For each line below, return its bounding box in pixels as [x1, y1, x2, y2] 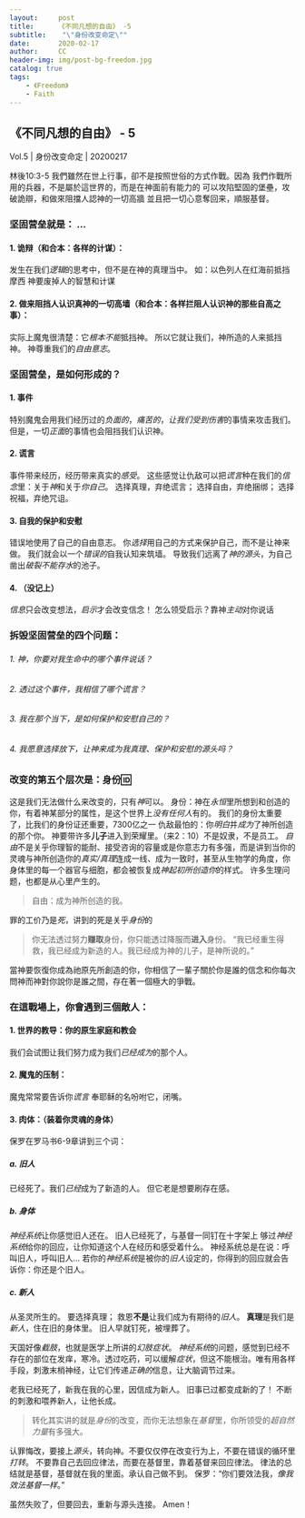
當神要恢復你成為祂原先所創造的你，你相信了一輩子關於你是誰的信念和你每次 [9, 964, 296, 975]
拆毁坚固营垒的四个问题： [9, 629, 122, 642]
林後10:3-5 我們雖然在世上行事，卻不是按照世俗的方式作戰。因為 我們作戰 [9, 170, 284, 182]
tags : [9, 73, 30, 82]
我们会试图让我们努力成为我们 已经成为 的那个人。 [9, 1047, 192, 1058]
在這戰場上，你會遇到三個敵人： [9, 1000, 150, 1013]
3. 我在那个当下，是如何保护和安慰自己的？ [9, 713, 171, 724]
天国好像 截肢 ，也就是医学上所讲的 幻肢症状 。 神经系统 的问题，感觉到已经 [9, 1342, 282, 1353]
